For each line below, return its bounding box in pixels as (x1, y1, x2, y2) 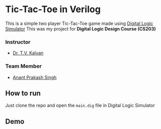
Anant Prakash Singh (12, 74, 57, 80)
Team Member (5, 62, 42, 70)
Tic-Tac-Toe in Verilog (5, 4, 101, 15)
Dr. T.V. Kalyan (12, 50, 44, 56)
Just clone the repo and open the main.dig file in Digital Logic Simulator (5, 103, 155, 109)
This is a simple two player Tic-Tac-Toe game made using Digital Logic (5, 20, 153, 26)
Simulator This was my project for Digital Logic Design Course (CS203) (5, 25, 156, 31)
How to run (5, 89, 41, 98)
